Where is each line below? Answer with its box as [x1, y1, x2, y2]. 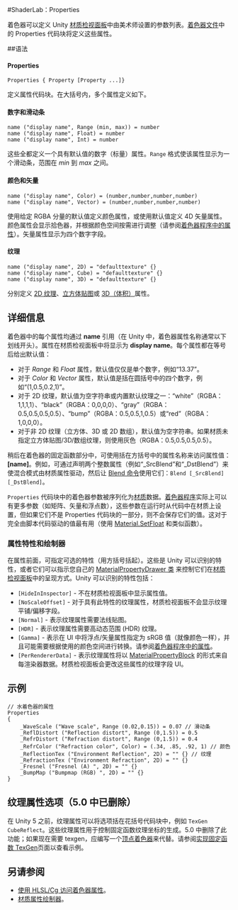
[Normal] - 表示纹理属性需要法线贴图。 [17, 615, 131, 623]
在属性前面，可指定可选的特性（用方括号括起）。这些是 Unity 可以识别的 [7, 555, 216, 565]
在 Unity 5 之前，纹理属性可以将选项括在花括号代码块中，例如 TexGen [7, 816, 208, 825]
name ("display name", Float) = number [7, 130, 125, 138]
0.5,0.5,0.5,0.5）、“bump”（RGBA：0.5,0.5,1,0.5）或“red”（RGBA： [17, 409, 211, 418]
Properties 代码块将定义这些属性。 [15, 30, 115, 38]
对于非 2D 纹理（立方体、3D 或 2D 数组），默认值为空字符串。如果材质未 [17, 427, 229, 435]
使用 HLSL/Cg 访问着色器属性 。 [17, 886, 110, 894]
